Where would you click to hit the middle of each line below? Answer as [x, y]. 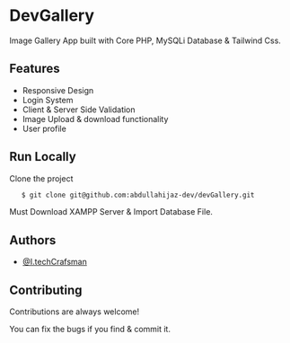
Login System [48, 100]
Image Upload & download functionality [95, 119]
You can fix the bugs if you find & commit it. [90, 330]
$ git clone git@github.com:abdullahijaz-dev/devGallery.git [138, 195]
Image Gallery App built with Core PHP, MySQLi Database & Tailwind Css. [145, 40]
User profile [44, 128]
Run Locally [43, 157]
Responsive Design [58, 90]
